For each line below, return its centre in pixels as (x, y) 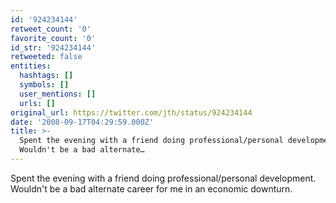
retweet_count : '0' (51, 29)
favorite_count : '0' (53, 38)
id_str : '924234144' (53, 47)
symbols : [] (44, 85)
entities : (31, 66)
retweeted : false (46, 57)
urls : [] (37, 103)
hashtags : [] (46, 76)
